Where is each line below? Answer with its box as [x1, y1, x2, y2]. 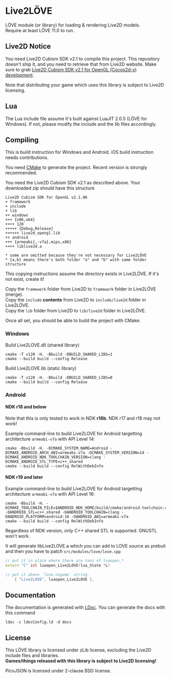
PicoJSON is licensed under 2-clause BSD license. [5, 668, 111, 674]
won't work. [5, 533, 31, 539]
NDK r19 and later [5, 474, 43, 480]
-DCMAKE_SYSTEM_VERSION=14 [87, 450, 145, 455]
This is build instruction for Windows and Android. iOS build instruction [5, 149, 154, 155]
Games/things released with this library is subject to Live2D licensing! [5, 658, 157, 664]
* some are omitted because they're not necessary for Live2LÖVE [5, 253, 147, 258]
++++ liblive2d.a [5, 244, 42, 249]
